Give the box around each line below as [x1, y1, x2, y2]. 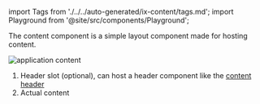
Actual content [19, 88, 70, 98]
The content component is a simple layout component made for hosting [8, 31, 248, 40]
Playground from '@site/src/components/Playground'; [8, 15, 189, 25]
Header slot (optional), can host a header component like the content [19, 71, 252, 80]
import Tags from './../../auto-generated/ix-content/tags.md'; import [8, 7, 234, 16]
